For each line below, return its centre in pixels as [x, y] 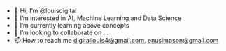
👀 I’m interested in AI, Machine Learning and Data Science [98, 18]
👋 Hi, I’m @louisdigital [45, 11]
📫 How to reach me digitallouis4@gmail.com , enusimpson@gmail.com [116, 40]
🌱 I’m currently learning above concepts [71, 25]
